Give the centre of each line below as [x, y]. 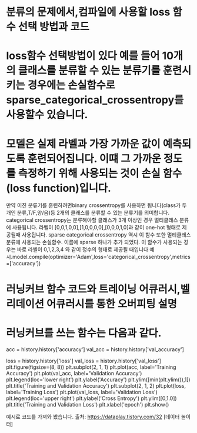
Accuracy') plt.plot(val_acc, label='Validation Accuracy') [74, 374]
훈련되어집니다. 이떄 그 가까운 [94, 159]
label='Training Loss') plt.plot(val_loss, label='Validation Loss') [82, 392]
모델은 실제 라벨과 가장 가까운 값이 [83, 144]
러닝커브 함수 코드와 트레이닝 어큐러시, [93, 289]
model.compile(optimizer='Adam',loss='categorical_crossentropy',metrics [101, 257]
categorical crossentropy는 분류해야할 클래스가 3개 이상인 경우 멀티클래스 [92, 220]
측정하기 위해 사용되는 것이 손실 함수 [100, 173]
